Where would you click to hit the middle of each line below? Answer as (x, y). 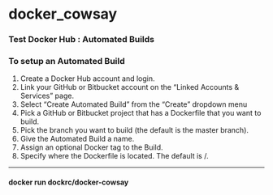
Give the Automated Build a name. (77, 139)
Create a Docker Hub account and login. (88, 78)
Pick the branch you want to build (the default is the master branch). (134, 130)
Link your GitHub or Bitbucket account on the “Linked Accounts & (130, 87)
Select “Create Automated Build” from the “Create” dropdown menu (134, 104)
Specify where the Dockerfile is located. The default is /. (114, 156)
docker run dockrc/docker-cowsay (69, 182)
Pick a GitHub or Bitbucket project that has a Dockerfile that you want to (141, 113)
